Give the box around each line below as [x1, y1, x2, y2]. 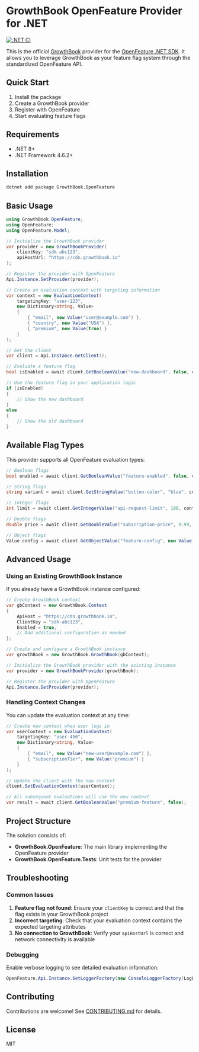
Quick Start [6, 78, 49, 88]
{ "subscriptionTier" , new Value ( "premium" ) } [27, 756, 145, 762]
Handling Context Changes [6, 698, 86, 706]
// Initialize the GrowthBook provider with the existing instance [6, 662, 176, 668]
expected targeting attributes [14, 923, 86, 930]
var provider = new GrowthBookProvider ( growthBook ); [6, 668, 139, 674]
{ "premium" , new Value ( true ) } [27, 325, 108, 331]
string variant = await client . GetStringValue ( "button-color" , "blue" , [6, 489, 187, 495]
